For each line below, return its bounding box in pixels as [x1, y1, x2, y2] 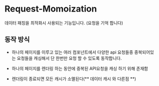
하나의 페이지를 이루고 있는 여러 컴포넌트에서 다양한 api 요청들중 [11, 49, 133, 55]
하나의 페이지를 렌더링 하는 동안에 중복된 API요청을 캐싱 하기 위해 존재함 [11, 65, 148, 71]
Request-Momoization [4, 3, 97, 14]
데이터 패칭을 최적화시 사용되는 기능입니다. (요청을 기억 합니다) [4, 20, 124, 26]
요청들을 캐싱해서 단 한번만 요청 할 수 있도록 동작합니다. [17, 55, 122, 61]
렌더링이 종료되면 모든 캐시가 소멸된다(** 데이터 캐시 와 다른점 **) [11, 76, 137, 82]
